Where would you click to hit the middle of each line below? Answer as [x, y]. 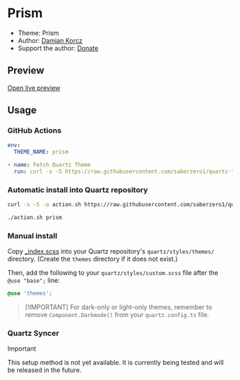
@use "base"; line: [34, 281]
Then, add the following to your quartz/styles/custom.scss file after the [113, 273]
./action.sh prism [35, 218]
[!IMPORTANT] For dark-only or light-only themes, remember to [119, 307]
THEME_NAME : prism [41, 152]
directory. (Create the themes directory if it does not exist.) [92, 259]
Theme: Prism [38, 33]
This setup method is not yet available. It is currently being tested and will [115, 363]
